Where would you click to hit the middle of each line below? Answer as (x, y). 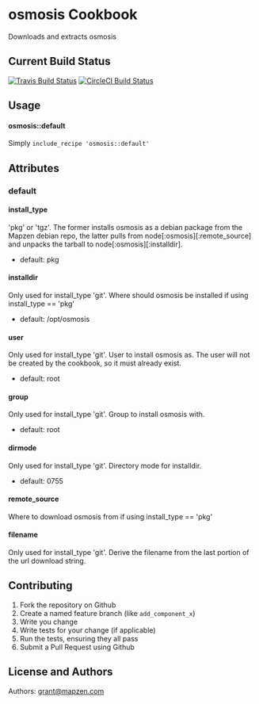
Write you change (48, 622)
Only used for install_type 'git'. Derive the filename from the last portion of (129, 553)
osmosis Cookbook (73, 15)
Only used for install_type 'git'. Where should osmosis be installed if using (128, 296)
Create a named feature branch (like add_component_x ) (107, 613)
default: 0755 (41, 480)
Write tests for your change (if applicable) (88, 630)
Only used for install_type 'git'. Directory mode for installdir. (105, 465)
